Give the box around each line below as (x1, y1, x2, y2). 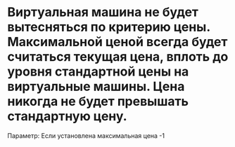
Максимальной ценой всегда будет (7, 34, 228, 50)
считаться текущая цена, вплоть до (7, 49, 229, 65)
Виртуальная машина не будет (7, 4, 199, 20)
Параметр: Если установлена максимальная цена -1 (7, 131, 165, 140)
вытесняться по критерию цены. (7, 19, 210, 35)
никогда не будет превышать (7, 94, 189, 109)
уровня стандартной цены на (7, 64, 189, 80)
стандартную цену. (7, 108, 128, 125)
